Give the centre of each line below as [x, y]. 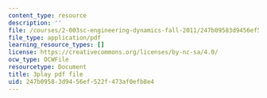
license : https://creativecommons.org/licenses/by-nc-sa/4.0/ [113, 52]
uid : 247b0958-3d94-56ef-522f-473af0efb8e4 [81, 81]
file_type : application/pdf [55, 38]
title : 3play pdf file [46, 74]
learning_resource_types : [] [56, 45]
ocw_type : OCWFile [39, 60]
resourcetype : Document [48, 67]
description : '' [35, 23]
